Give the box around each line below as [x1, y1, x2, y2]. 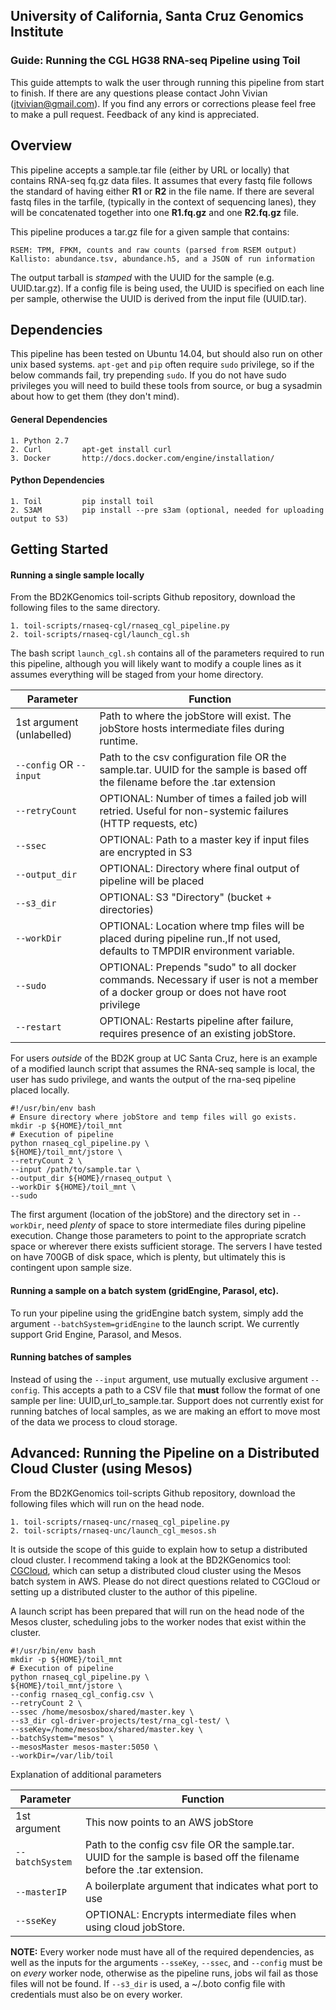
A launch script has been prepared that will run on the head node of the [10, 1605, 305, 1617]
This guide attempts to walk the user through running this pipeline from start [10, 76, 325, 88]
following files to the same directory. [10, 602, 161, 614]
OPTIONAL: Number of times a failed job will [99, 792, 307, 806]
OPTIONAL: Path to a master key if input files [99, 833, 310, 847]
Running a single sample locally [10, 569, 145, 581]
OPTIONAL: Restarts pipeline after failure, [99, 1014, 294, 1028]
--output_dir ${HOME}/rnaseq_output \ [10, 1174, 172, 1184]
